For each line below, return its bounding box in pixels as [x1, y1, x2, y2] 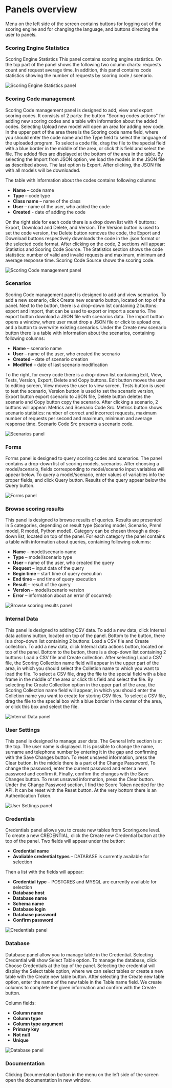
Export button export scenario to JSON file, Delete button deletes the [5, 393, 151, 400]
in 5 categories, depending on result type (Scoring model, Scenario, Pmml [5, 522, 162, 529]
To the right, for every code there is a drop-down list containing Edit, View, [5, 371, 162, 377]
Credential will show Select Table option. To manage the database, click [5, 957, 157, 963]
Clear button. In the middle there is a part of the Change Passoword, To [5, 760, 156, 766]
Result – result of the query [12, 582, 71, 588]
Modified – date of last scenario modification [12, 361, 108, 368]
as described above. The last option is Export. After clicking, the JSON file [5, 161, 162, 168]
